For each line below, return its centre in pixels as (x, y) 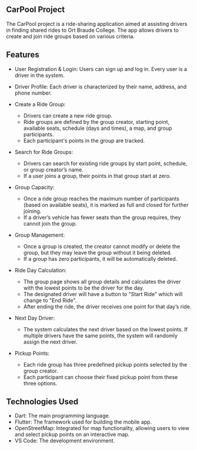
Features (23, 55)
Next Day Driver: (35, 318)
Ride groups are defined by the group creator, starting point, (96, 122)
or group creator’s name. (54, 169)
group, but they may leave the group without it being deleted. (98, 253)
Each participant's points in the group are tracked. (84, 140)
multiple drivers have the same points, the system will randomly (101, 335)
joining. (32, 211)
